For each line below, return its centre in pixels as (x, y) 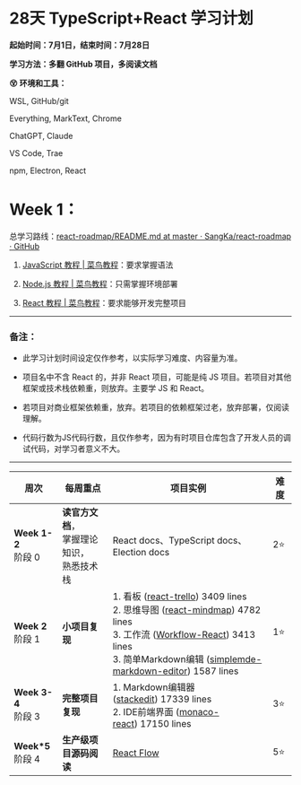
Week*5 (32, 746)
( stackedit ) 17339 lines (162, 699)
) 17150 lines (163, 724)
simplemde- (236, 659)
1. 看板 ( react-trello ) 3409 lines (180, 597)
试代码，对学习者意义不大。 (73, 449)
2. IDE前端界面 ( (146, 712)
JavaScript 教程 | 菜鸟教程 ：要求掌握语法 (98, 265)
